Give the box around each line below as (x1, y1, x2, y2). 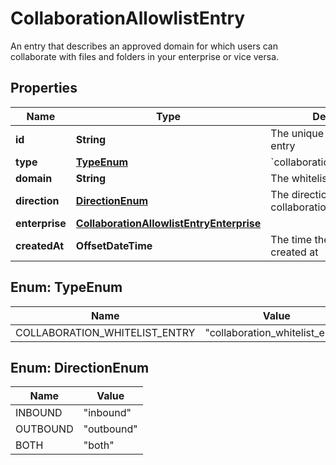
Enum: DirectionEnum (10, 359, 150, 376)
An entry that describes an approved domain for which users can (10, 40, 278, 52)
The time (270, 232, 313, 246)
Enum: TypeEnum (10, 279, 123, 296)
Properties (10, 80, 78, 97)
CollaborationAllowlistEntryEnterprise (75, 216, 262, 230)
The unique (270, 126, 325, 140)
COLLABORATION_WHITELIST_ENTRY (15, 325, 196, 339)
